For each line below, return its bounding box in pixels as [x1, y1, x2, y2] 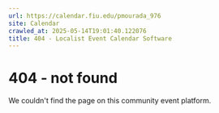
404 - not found [8, 69, 118, 87]
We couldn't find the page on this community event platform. [8, 96, 212, 106]
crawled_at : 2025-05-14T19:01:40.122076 [8, 27, 148, 35]
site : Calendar [8, 19, 60, 27]
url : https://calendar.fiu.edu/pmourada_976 [8, 11, 161, 20]
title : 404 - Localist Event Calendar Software [8, 34, 173, 43]
